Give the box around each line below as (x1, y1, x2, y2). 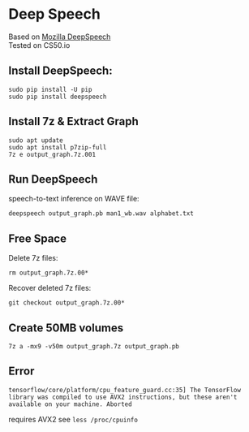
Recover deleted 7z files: (8, 283, 92, 293)
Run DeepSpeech (8, 172, 98, 186)
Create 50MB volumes (8, 321, 124, 335)
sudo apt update (8, 136, 63, 145)
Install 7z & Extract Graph (8, 114, 140, 128)
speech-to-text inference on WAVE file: (8, 194, 140, 204)
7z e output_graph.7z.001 (8, 150, 96, 158)
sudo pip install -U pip (8, 85, 92, 93)
